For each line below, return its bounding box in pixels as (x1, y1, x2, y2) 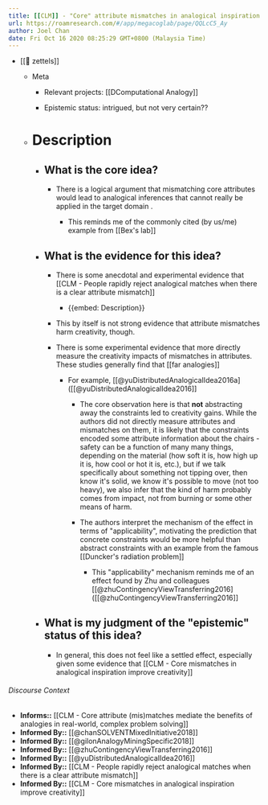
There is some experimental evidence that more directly (55, 343, 241, 352)
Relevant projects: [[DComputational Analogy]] (43, 88, 199, 97)
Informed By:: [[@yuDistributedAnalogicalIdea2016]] (19, 754, 195, 763)
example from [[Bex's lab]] (67, 226, 156, 236)
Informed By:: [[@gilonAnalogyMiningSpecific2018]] (19, 737, 195, 746)
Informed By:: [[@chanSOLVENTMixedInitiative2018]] (19, 728, 198, 737)
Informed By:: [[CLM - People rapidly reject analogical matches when (19, 762, 251, 772)
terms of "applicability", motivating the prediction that (79, 526, 257, 536)
